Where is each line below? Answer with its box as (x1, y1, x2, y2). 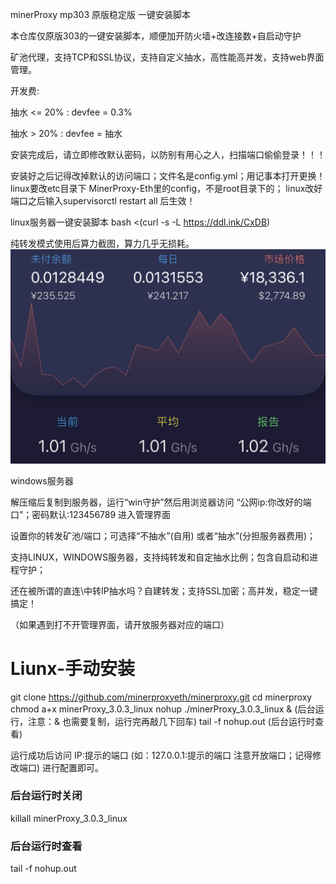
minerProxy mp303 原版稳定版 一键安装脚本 (10, 9, 191, 20)
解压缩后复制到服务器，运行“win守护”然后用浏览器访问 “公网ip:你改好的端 (10, 496, 312, 508)
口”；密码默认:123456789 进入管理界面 (10, 508, 172, 520)
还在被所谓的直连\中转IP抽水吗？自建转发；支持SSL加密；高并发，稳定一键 (10, 584, 318, 597)
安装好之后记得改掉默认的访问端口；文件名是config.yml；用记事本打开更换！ (10, 170, 326, 182)
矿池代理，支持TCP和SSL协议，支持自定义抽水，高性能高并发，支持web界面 (10, 51, 325, 63)
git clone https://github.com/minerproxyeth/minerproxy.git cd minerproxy (10, 691, 313, 703)
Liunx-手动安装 (10, 657, 135, 680)
